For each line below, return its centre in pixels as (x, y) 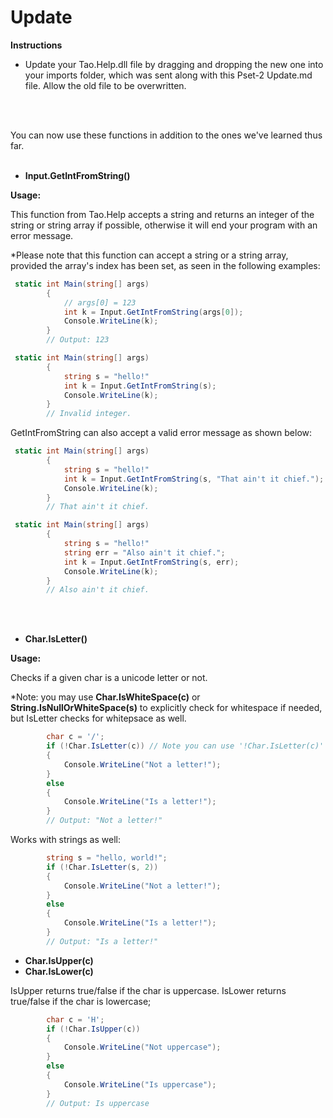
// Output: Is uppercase (98, 1103)
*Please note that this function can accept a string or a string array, (149, 255)
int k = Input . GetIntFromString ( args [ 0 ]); (153, 312)
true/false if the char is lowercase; (81, 1001)
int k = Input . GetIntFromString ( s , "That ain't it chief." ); (194, 479)
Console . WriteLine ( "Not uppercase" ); (142, 1047)
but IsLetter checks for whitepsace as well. (98, 718)
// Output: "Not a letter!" (104, 821)
